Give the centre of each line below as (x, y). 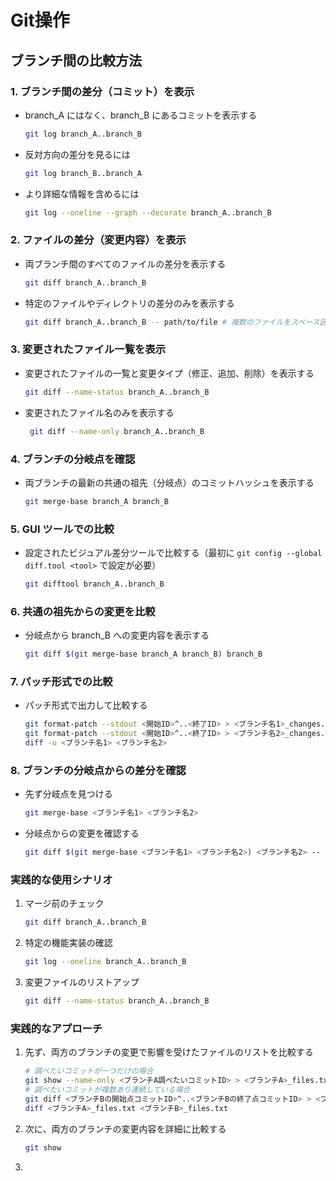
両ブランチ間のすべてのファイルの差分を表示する (125, 263)
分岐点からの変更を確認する (82, 833)
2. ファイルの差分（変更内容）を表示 (98, 240)
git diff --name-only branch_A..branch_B (117, 431)
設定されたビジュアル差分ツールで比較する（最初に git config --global (173, 553)
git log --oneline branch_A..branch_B (105, 962)
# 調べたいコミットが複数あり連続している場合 (107, 1090)
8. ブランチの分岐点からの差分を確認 (98, 770)
